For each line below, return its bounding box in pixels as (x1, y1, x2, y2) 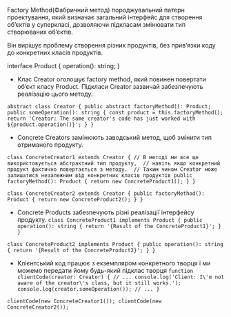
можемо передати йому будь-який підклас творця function (17, 267, 194, 274)
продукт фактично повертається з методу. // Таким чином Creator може (7, 166, 217, 173)
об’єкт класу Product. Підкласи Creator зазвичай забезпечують (17, 83, 203, 90)
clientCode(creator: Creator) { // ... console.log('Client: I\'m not (17, 274, 225, 280)
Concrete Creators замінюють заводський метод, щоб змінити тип (17, 134, 212, 141)
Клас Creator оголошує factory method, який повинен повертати (17, 75, 207, 83)
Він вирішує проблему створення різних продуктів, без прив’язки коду (7, 41, 216, 49)
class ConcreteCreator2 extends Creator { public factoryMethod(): (7, 190, 205, 197)
